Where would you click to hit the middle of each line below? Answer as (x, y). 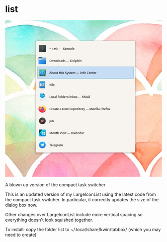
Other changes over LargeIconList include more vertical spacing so (74, 214)
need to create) (21, 235)
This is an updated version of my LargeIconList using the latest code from (81, 194)
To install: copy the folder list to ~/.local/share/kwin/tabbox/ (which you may (83, 229)
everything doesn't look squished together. (49, 220)
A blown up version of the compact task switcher (55, 184)
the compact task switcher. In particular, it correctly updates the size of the (82, 199)
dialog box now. (21, 205)
